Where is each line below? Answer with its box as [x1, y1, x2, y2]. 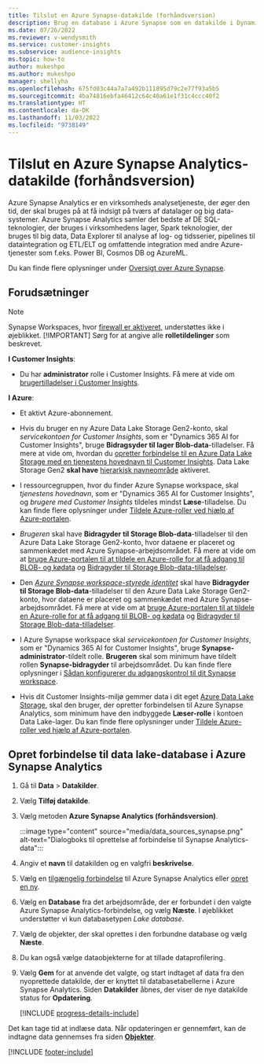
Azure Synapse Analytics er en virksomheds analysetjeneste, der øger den [8, 197, 250, 207]
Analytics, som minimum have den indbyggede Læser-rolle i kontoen [19, 709, 244, 718]
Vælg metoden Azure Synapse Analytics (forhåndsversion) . [19, 812, 218, 821]
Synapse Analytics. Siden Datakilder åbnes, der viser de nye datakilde [19, 985, 248, 995]
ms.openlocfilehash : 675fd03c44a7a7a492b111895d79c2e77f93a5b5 [8, 84, 220, 93]
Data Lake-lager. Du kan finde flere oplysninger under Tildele [19, 716, 218, 726]
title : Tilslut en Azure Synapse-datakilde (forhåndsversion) [8, 11, 216, 20]
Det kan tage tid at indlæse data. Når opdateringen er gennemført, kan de [8, 1024, 246, 1033]
